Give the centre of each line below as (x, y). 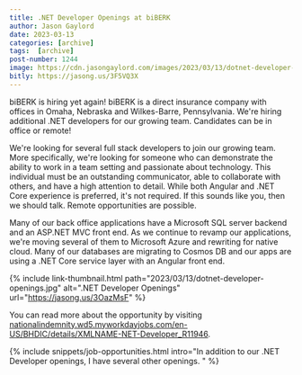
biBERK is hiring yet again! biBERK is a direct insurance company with (138, 102)
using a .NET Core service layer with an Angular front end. (117, 261)
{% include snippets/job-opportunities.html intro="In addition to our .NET (145, 351)
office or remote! (40, 130)
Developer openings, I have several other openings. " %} (115, 361)
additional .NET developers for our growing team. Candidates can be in (141, 121)
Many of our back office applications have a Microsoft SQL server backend (148, 222)
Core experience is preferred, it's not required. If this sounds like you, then (147, 195)
